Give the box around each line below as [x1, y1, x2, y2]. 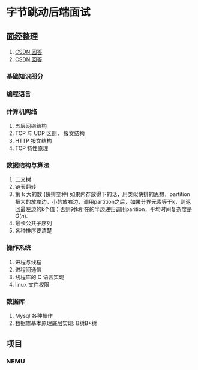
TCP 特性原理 [14, 145, 49, 152]
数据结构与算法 [6, 161, 50, 170]
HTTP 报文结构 [14, 137, 52, 145]
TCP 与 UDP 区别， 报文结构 [14, 130, 85, 137]
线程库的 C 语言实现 [14, 273, 64, 281]
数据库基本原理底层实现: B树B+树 [14, 320, 97, 327]
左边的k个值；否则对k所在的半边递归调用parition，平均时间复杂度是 [25, 206, 193, 213]
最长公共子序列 [14, 219, 52, 227]
